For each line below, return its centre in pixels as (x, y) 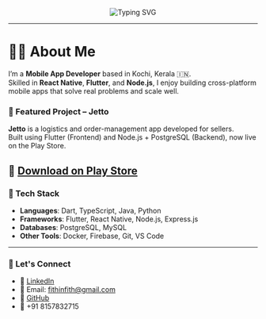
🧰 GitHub (34, 298)
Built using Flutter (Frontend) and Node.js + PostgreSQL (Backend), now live (132, 137)
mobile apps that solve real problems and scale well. (94, 90)
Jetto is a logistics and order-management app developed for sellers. (121, 129)
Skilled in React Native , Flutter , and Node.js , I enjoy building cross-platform (133, 83)
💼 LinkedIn (37, 281)
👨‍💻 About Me (52, 52)
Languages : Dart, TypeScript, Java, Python (90, 210)
